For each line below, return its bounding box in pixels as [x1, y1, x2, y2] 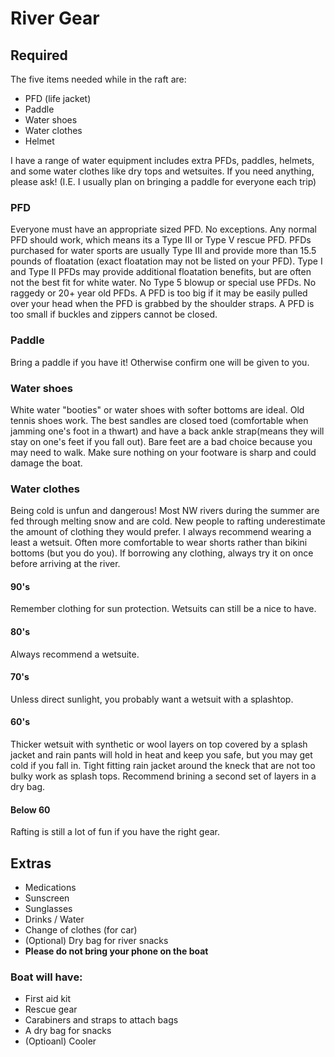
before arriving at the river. [10, 558, 121, 570]
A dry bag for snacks [24, 1025, 112, 1037]
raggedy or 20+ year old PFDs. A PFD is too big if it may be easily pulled [10, 287, 308, 299]
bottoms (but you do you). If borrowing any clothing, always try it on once [10, 547, 314, 559]
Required [10, 47, 68, 64]
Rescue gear [24, 1003, 78, 1016]
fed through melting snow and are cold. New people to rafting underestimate [10, 515, 326, 527]
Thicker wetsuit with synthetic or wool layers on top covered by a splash [10, 738, 308, 750]
